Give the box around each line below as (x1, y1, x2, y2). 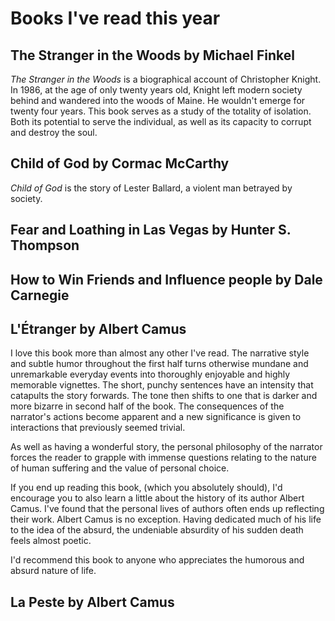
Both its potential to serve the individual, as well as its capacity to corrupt (10, 116, 312, 127)
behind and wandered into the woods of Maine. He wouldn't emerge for (10, 95, 306, 106)
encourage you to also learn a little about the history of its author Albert (10, 492, 305, 504)
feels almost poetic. (10, 535, 92, 547)
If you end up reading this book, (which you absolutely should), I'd (10, 482, 283, 494)
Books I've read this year (10, 7, 221, 30)
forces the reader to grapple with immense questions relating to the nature (10, 452, 317, 464)
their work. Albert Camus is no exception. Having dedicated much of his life (10, 513, 322, 526)
